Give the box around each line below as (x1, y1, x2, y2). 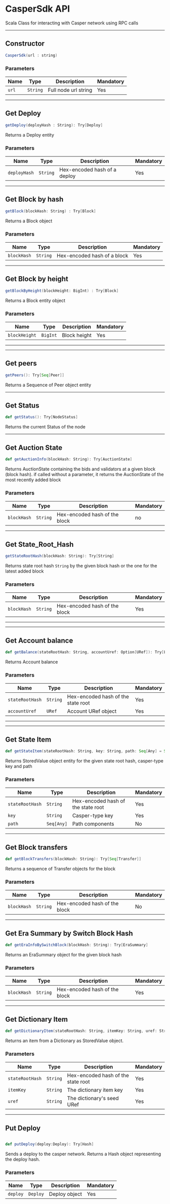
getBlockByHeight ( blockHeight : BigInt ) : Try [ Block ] (5, 288, 119, 293)
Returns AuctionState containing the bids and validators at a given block (5, 465, 156, 472)
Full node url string (48, 86, 93, 93)
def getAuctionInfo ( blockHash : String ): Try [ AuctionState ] (5, 457, 133, 462)
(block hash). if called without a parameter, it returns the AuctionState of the (5, 471, 164, 477)
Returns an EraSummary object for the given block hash (5, 951, 122, 957)
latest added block (5, 568, 44, 574)
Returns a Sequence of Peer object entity (5, 382, 92, 388)
